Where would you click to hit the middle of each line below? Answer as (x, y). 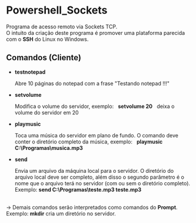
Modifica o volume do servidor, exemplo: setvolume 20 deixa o (94, 106)
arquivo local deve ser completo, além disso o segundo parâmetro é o (99, 177)
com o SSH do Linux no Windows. (47, 39)
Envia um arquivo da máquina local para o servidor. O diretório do (94, 170)
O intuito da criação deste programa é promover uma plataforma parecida (96, 32)
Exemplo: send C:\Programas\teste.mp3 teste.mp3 (78, 189)
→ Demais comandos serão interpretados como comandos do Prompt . (92, 207)
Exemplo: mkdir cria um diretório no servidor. (61, 214)
